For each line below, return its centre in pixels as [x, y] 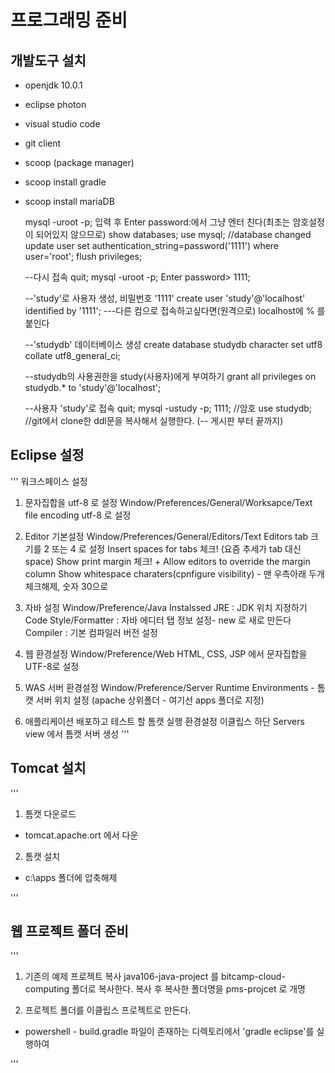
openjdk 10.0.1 [53, 85]
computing [47, 989]
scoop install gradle [65, 182]
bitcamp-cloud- [253, 977]
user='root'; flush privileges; [83, 256]
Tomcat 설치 [48, 768]
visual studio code [62, 124]
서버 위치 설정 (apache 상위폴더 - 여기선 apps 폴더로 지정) [150, 700]
